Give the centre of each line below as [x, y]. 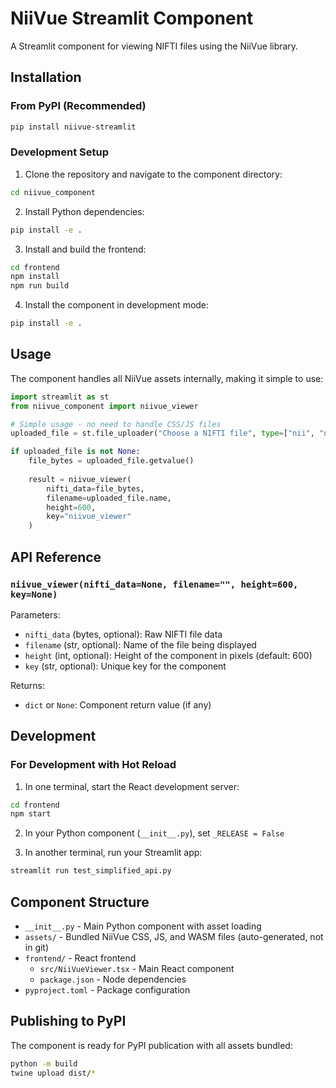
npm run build [40, 286]
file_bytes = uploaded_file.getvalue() [111, 461]
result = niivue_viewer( [80, 479]
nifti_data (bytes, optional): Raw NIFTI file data [123, 634]
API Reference [56, 557]
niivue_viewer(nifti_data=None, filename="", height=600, [154, 584]
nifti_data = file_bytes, [95, 488]
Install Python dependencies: [84, 211]
